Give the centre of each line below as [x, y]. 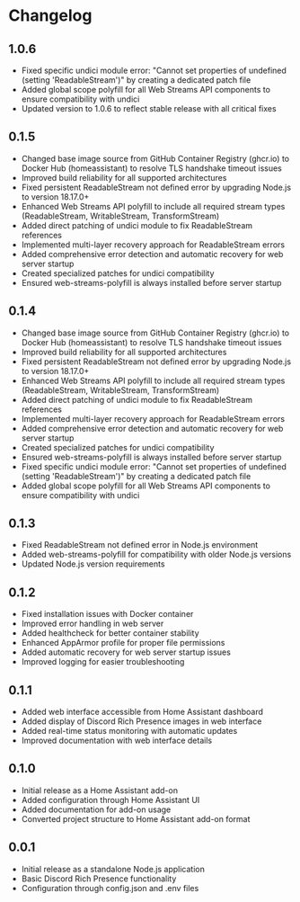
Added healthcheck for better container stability [110, 633]
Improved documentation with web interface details [117, 741]
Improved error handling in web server [93, 624]
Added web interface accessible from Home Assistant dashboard [142, 712]
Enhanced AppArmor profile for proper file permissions [123, 643]
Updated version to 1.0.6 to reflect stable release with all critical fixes [149, 108]
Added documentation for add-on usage [96, 809]
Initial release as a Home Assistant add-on [100, 790]
